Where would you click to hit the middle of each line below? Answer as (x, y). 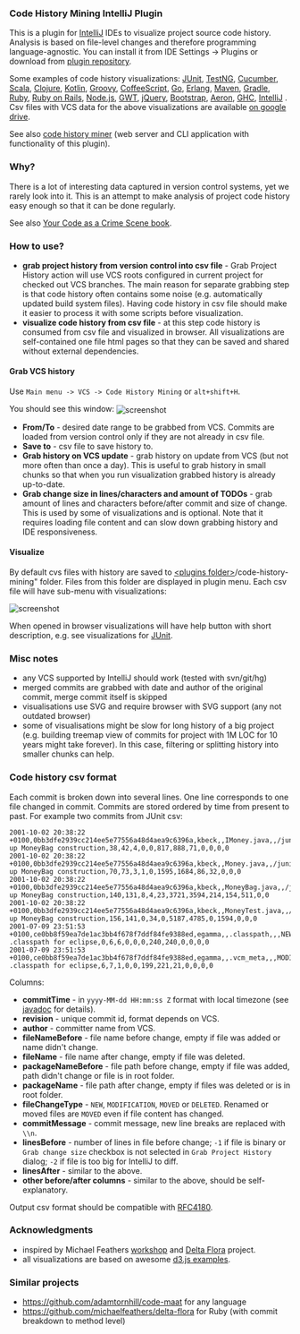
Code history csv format (63, 777)
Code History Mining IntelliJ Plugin (86, 13)
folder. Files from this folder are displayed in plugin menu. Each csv (163, 581)
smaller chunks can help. (68, 754)
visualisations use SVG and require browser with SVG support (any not (152, 706)
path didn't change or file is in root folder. (98, 1075)
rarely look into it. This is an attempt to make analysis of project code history (150, 196)
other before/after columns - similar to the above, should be (134, 1180)
